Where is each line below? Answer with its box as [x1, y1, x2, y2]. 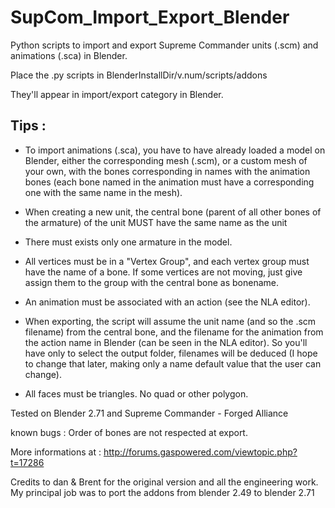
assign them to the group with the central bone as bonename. [24, 276, 279, 288]
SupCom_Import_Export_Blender [10, 6, 290, 29]
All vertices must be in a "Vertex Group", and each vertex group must [24, 255, 310, 267]
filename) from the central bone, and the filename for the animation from [24, 326, 324, 338]
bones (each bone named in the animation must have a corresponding [24, 176, 315, 188]
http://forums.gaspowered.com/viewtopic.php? [103, 446, 298, 458]
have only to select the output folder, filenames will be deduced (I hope [24, 347, 318, 359]
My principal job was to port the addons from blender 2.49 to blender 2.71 [10, 486, 315, 498]
